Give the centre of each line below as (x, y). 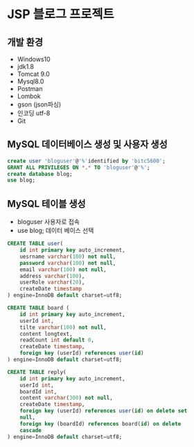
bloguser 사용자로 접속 (48, 222)
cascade (30, 430)
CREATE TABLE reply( (37, 372)
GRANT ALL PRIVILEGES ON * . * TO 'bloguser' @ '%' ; (79, 168)
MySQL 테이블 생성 (46, 203)
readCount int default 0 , (57, 340)
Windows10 (34, 59)
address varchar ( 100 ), (52, 276)
